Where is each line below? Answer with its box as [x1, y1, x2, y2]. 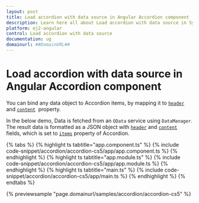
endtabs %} [6, 179, 36, 186]
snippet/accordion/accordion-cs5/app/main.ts [6, 172, 119, 179]
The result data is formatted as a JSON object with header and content [6, 123, 178, 130]
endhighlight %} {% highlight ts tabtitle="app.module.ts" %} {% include [6, 153, 181, 160]
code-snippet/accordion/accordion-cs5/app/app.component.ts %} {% [6, 147, 178, 154]
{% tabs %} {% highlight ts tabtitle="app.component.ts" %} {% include [6, 141, 179, 148]
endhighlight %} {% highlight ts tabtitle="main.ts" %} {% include [6, 166, 163, 173]
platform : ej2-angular [6, 25, 62, 31]
